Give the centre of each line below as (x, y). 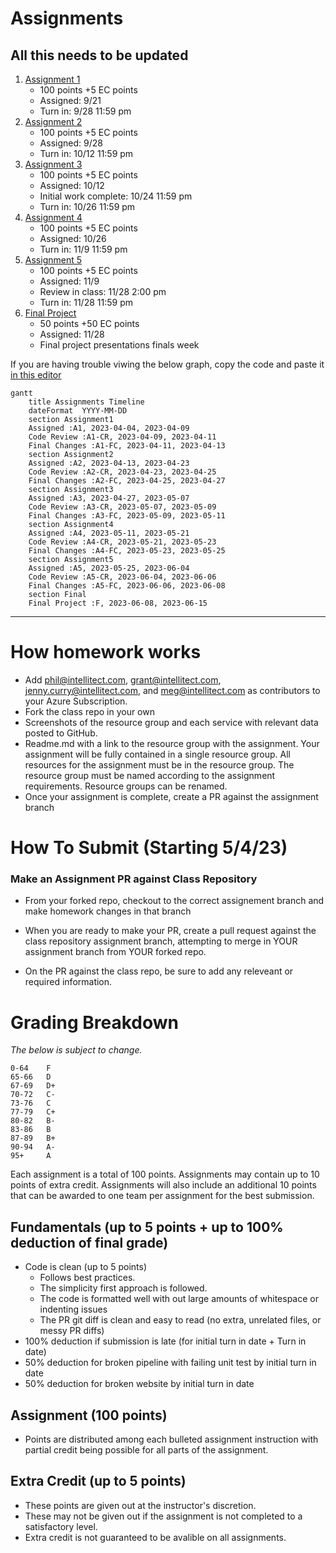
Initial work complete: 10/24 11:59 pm (116, 196)
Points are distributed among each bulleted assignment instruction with (171, 1439)
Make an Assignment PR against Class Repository (134, 879)
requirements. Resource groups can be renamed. (126, 786)
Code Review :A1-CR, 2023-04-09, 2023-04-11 (122, 437)
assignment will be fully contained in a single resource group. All (157, 754)
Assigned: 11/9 (69, 281)
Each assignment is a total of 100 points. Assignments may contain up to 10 (165, 1174)
